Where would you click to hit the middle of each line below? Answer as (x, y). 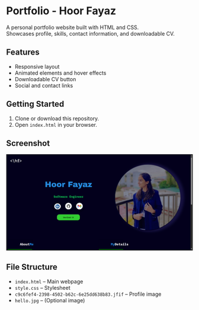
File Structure (32, 267)
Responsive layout (37, 66)
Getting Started (35, 104)
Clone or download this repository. (57, 118)
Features (23, 52)
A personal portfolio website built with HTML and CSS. (73, 27)
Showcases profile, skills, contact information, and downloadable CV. (90, 33)
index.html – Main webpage (49, 281)
